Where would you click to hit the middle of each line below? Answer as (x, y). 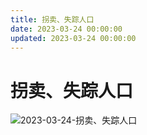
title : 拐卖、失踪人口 (52, 19)
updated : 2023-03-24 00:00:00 (73, 38)
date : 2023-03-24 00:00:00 (66, 29)
